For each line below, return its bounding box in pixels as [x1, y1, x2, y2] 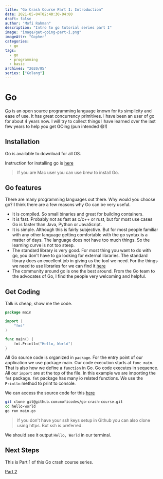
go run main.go [5, 409, 36, 414]
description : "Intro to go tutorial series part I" [5, 25, 112, 30]
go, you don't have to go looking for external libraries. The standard [12, 252, 148, 259]
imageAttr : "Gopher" [5, 35, 47, 40]
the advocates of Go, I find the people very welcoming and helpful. [12, 273, 146, 279]
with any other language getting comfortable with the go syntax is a [12, 232, 148, 238]
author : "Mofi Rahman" [5, 21, 51, 26]
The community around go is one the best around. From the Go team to [12, 268, 155, 274]
